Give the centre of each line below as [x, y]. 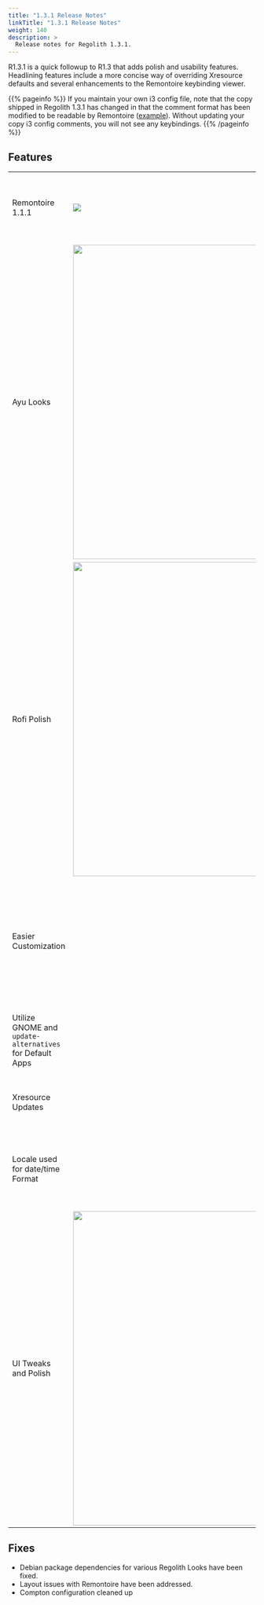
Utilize [24, 1017]
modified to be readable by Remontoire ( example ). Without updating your [126, 115]
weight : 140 [27, 30]
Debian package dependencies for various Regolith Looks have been [131, 1567]
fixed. [29, 1575]
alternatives [37, 1044]
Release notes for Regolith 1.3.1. [73, 45]
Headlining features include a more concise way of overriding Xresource [126, 75]
